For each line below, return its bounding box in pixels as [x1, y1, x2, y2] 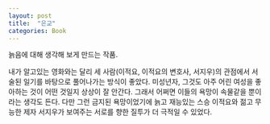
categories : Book [8, 27, 67, 35]
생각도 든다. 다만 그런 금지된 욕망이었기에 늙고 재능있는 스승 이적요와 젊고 [23, 97, 254, 107]
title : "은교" [8, 19, 56, 27]
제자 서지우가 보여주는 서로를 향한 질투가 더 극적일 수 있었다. [23, 107, 213, 117]
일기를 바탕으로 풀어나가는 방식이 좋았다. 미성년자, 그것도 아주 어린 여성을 [23, 77, 254, 87]
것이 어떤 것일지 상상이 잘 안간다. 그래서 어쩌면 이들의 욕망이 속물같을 [29, 87, 247, 97]
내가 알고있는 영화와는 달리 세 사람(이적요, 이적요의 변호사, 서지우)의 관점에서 [8, 67, 250, 76]
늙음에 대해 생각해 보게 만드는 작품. [8, 50, 118, 60]
